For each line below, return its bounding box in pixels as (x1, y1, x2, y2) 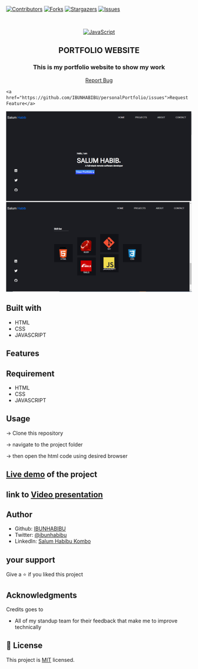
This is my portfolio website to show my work (32, 63, 166, 71)
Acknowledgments (6, 590, 78, 600)
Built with (6, 303, 42, 313)
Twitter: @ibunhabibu (14, 532, 67, 539)
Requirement (6, 369, 55, 379)
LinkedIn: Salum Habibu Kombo (14, 537, 91, 545)
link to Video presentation (6, 490, 103, 500)
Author (6, 509, 32, 519)
